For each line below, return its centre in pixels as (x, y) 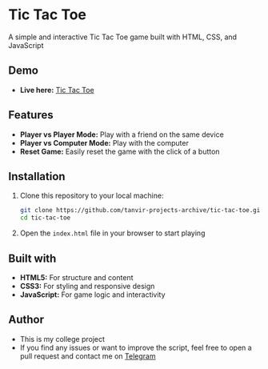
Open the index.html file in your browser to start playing (112, 233)
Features (31, 115)
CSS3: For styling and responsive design (87, 286)
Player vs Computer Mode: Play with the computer (104, 142)
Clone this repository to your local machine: (92, 196)
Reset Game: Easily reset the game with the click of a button (120, 151)
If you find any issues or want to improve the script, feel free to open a (136, 347)
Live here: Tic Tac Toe (57, 90)
